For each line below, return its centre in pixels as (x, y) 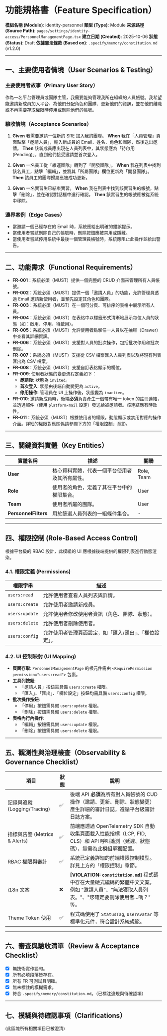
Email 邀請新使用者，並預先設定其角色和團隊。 (66, 299)
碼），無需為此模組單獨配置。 (104, 849)
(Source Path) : (20, 30)
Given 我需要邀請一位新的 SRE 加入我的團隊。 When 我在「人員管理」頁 (86, 136)
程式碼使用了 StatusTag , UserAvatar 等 (114, 914)
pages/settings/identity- (63, 31)
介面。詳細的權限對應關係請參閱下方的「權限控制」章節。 (71, 424)
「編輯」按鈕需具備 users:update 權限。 (61, 725)
